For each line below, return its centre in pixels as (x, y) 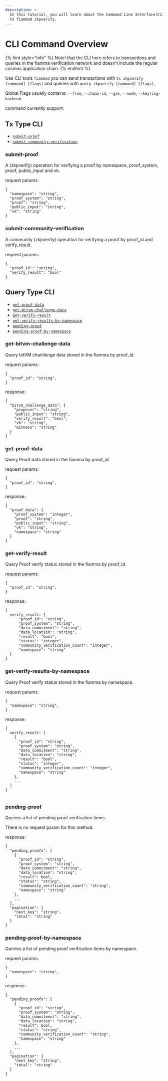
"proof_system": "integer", (43, 514)
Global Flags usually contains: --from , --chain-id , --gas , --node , (71, 93)
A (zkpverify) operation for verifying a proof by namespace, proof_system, (82, 165)
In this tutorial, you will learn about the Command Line (71, 15)
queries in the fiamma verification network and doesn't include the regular (81, 63)
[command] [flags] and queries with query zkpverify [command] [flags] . (80, 84)
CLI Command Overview (57, 44)
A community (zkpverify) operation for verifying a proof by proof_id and (79, 239)
